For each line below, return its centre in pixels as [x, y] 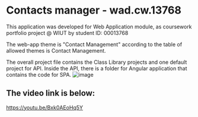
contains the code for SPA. [39, 74]
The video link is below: [51, 93]
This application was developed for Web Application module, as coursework [99, 27]
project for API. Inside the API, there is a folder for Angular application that [97, 68]
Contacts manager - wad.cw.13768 [94, 10]
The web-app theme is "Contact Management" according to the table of [94, 44]
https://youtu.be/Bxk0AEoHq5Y [45, 108]
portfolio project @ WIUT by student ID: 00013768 [67, 32]
